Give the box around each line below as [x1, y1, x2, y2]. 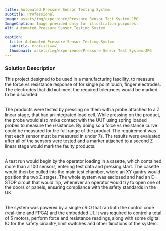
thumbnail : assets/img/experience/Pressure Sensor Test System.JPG [9, 48, 152, 53]
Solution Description [5, 65, 56, 72]
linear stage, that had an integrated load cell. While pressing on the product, [5, 112, 161, 118]
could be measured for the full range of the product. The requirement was [5, 127, 156, 134]
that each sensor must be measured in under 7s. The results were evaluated [5, 133, 161, 139]
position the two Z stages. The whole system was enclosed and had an [5, 174, 150, 180]
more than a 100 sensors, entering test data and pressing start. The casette [5, 163, 159, 169]
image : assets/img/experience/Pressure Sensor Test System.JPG [5, 16, 139, 21]
